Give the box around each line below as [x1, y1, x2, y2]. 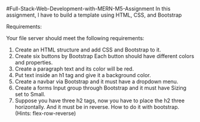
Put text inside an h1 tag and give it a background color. [14, 72, 151, 78]
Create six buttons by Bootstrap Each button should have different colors [14, 53, 195, 59]
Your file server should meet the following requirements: [6, 35, 144, 41]
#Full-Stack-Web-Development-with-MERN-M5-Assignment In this [6, 5, 171, 12]
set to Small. [14, 91, 46, 97]
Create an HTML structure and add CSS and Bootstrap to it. [14, 46, 161, 53]
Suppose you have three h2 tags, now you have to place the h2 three [14, 97, 185, 104]
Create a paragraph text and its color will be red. [14, 65, 134, 72]
